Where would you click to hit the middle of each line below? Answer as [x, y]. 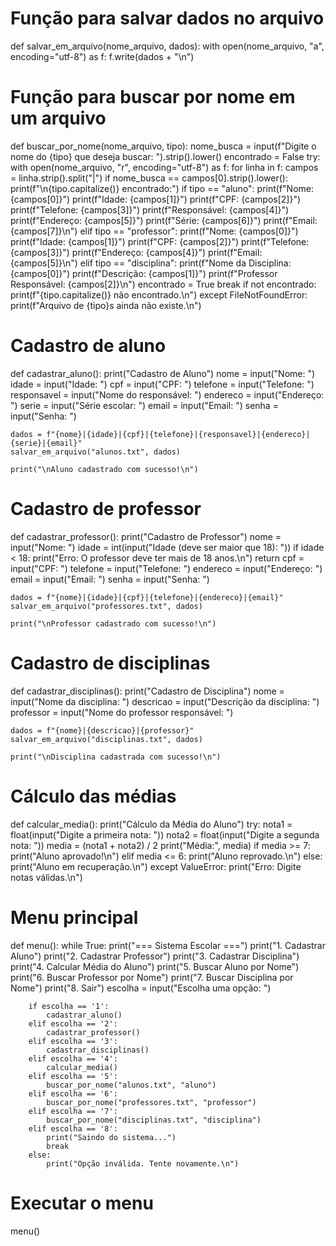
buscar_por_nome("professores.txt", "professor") [151, 1102]
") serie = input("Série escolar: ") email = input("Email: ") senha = [144, 405]
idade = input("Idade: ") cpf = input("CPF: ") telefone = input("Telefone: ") [162, 384]
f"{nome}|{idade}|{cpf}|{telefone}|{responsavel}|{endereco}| [178, 434]
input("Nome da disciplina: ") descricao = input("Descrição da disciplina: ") [165, 701]
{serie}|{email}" [46, 443]
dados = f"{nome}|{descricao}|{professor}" [102, 730]
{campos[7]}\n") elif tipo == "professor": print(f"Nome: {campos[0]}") [154, 231]
